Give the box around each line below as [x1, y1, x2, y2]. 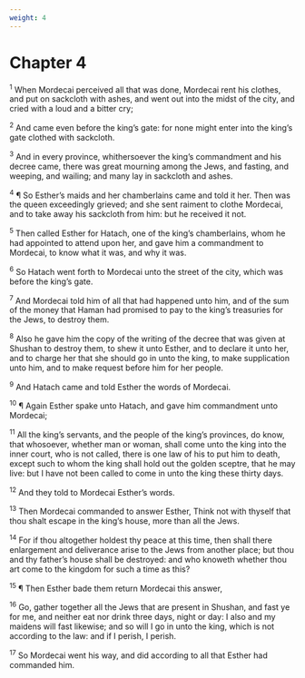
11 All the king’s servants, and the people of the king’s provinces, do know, [9, 427, 285, 440]
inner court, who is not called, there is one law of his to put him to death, [9, 448, 280, 459]
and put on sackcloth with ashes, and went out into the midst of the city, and [9, 93, 295, 104]
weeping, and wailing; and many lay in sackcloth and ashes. [9, 170, 233, 182]
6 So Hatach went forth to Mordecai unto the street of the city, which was [9, 264, 284, 277]
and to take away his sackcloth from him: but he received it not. [9, 209, 247, 220]
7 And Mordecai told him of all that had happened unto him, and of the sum [9, 293, 290, 306]
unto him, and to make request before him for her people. [9, 362, 224, 373]
